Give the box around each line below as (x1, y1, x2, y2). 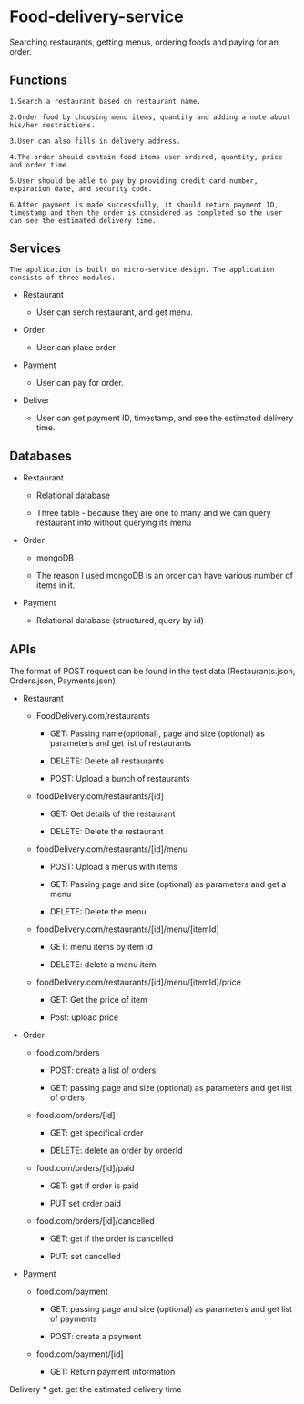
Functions (9, 73, 68, 88)
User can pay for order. (35, 377, 125, 388)
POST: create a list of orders (49, 1065, 157, 1076)
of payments (49, 1313, 97, 1325)
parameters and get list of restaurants (49, 738, 192, 749)
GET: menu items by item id (49, 942, 153, 953)
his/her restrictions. (9, 120, 96, 129)
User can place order (35, 341, 117, 352)
